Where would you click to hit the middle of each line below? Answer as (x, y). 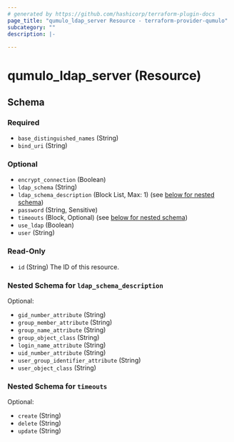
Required (24, 122)
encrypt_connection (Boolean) (62, 180)
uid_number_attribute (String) (62, 352)
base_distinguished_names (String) (68, 138)
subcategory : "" (31, 27)
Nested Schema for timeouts (57, 386)
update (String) (40, 431)
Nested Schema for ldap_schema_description (85, 285)
